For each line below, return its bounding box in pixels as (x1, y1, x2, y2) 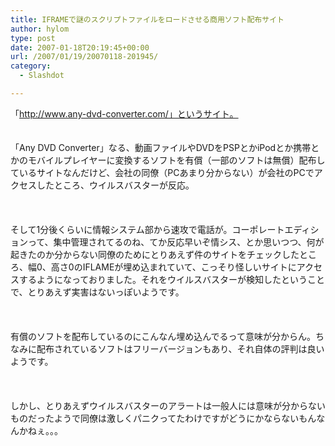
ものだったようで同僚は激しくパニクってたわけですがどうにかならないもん (10, 412, 317, 424)
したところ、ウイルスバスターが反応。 (36, 179, 195, 191)
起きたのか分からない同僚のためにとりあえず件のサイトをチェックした (10, 248, 300, 260)
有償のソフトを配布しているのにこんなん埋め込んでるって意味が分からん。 (10, 330, 316, 342)
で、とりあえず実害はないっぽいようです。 (10, 286, 185, 298)
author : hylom (10, 24, 70, 34)
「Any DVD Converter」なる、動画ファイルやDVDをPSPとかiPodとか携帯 (10, 141, 312, 153)
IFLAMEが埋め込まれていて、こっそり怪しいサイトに (82, 261, 297, 273)
